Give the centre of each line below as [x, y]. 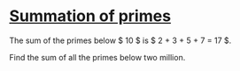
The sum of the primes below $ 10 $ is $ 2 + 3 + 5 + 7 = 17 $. [120, 40]
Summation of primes [90, 16]
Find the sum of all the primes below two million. [97, 57]
